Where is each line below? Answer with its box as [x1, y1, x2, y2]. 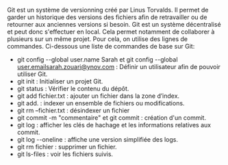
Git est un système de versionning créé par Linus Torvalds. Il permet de [7, 6, 209, 14]
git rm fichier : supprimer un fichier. [16, 143, 118, 151]
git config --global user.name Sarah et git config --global [16, 55, 178, 64]
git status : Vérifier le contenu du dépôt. [16, 85, 129, 92]
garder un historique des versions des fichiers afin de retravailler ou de [7, 13, 207, 21]
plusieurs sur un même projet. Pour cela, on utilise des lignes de [7, 35, 188, 43]
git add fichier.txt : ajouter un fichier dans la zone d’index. [16, 92, 180, 100]
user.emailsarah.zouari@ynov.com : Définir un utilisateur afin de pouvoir [16, 63, 221, 71]
